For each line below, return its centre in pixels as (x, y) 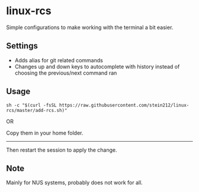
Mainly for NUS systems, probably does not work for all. (75, 183)
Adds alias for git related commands (59, 60)
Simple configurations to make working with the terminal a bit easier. (90, 27)
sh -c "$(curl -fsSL (32, 105)
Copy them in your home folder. (45, 133)
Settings (22, 46)
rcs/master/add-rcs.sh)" (37, 110)
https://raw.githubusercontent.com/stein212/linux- (124, 105)
